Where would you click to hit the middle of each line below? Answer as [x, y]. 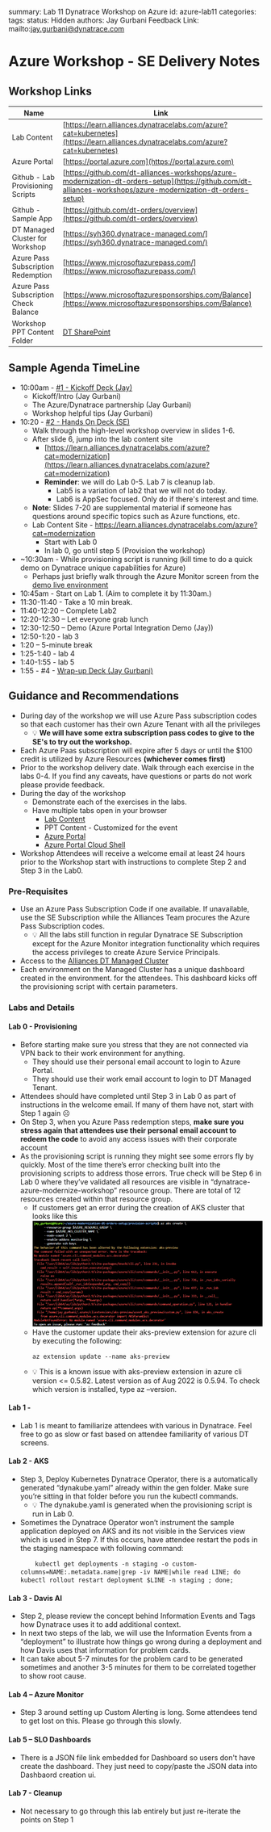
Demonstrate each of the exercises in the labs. [109, 802]
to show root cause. [53, 1676]
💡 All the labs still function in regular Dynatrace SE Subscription [138, 934]
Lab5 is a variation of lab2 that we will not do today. [142, 490]
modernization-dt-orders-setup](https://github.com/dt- [157, 182]
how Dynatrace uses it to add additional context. [100, 1624]
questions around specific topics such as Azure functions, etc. [136, 516]
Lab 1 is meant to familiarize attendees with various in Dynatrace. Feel [136, 1425]
